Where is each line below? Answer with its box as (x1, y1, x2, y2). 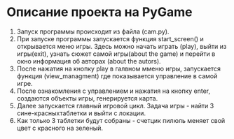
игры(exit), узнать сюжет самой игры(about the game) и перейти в (16, 50, 216, 58)
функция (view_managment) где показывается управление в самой (16, 71, 218, 80)
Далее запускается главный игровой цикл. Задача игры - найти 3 (16, 101, 214, 110)
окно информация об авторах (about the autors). (16, 57, 162, 65)
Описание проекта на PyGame (6, 4, 193, 20)
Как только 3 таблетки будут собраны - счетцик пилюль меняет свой (16, 116, 226, 124)
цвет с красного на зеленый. (16, 124, 103, 132)
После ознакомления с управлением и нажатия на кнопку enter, (16, 87, 211, 95)
